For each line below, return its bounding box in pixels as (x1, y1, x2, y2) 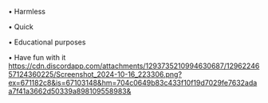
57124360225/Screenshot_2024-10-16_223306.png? (8, 70, 182, 78)
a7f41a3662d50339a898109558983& (8, 86, 132, 96)
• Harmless (8, 7, 46, 16)
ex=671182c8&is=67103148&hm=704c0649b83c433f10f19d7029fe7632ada (8, 78, 258, 87)
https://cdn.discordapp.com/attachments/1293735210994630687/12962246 (8, 61, 260, 71)
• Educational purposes (8, 37, 86, 47)
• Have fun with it (8, 53, 66, 62)
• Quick (8, 22, 33, 31)
